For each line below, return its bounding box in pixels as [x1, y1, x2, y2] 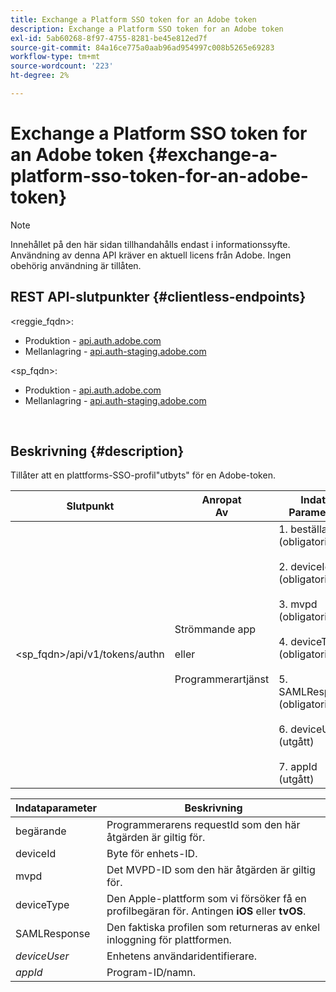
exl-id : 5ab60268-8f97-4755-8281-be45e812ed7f [10, 33, 208, 43]
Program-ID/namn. [106, 966, 197, 980]
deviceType [15, 898, 70, 912]
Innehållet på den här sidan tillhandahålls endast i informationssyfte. [10, 238, 291, 250]
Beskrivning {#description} [10, 443, 185, 460]
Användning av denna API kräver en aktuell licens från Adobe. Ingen [10, 249, 292, 261]
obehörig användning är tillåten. [10, 259, 142, 271]
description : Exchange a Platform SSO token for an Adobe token [10, 24, 284, 34]
